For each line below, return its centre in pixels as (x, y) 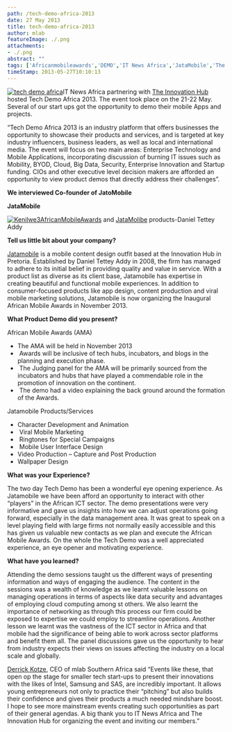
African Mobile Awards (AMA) (50, 332)
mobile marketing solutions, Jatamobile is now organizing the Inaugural (109, 298)
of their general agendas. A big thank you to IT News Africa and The (105, 713)
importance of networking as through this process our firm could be (105, 611)
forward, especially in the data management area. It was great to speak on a (116, 518)
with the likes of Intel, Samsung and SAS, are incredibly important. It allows (114, 684)
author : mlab (26, 33)
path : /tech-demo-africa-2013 (51, 14)
